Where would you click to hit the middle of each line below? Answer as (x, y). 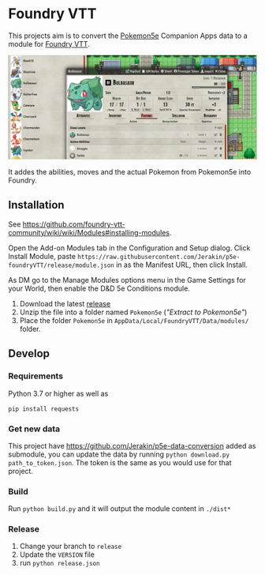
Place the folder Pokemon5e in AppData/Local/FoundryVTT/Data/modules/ (134, 320)
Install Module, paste (42, 256)
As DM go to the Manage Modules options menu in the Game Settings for (127, 280)
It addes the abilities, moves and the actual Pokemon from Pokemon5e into (130, 172)
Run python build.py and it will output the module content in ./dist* (119, 509)
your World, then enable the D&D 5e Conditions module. (99, 288)
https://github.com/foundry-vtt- (74, 224)
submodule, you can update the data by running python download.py (119, 454)
